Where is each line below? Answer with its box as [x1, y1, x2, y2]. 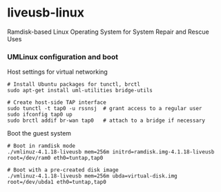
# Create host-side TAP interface [7, 99, 107, 106]
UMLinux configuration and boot [7, 52, 119, 61]
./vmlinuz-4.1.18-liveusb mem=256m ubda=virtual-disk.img [7, 173, 177, 180]
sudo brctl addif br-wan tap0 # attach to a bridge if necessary [7, 117, 206, 125]
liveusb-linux [7, 5, 85, 21]
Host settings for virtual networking [7, 67, 108, 76]
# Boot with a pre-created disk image [7, 167, 119, 173]
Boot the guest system [7, 129, 71, 138]
